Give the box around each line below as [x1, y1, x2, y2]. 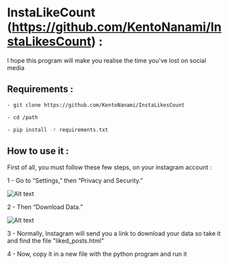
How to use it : [7, 145, 70, 156]
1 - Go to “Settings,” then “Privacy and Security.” [7, 176, 144, 185]
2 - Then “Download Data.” [7, 203, 83, 211]
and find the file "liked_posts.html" [7, 237, 105, 245]
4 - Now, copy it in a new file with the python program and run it [7, 250, 187, 258]
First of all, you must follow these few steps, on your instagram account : [7, 163, 212, 171]
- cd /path [7, 114, 38, 121]
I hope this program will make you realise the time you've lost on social [7, 56, 206, 64]
